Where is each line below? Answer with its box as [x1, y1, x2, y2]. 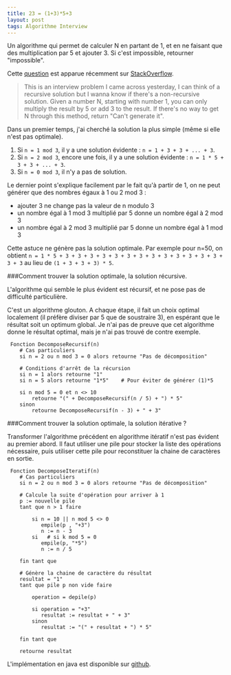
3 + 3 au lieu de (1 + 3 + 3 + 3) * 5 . [7, 259, 114, 267]
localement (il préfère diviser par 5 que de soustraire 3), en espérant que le [7, 313, 220, 321]
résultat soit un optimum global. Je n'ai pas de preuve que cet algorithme [7, 321, 214, 329]
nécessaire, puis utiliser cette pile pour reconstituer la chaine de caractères [7, 447, 221, 455]
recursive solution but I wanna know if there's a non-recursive [23, 90, 200, 98]
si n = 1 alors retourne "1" [19, 371, 103, 378]
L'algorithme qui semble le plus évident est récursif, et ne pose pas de [7, 286, 206, 294]
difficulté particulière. [7, 293, 68, 301]
